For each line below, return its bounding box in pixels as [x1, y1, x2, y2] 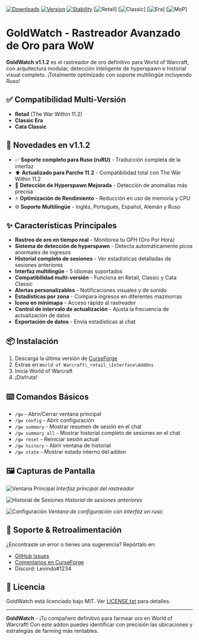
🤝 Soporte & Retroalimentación [6, 525, 122, 535]
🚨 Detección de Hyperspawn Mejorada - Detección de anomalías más [14, 182, 188, 189]
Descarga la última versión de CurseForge [14, 355, 118, 362]
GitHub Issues [14, 552, 49, 559]
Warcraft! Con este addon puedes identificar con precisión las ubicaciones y [6, 621, 193, 628]
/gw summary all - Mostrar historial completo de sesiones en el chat [14, 429, 181, 436]
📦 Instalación [6, 336, 59, 346]
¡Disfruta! [14, 374, 37, 381]
